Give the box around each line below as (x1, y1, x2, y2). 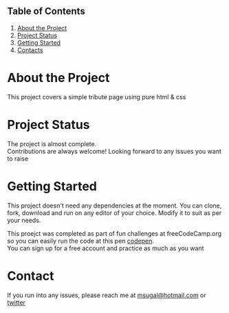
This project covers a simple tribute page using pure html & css (7, 92, 186, 101)
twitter (7, 298, 26, 306)
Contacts (17, 46, 43, 54)
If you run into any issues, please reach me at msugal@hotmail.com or (7, 291, 206, 299)
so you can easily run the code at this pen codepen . (7, 236, 155, 245)
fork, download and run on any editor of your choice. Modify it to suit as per (7, 208, 222, 216)
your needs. (7, 216, 41, 224)
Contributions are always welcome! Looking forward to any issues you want (7, 147, 221, 155)
